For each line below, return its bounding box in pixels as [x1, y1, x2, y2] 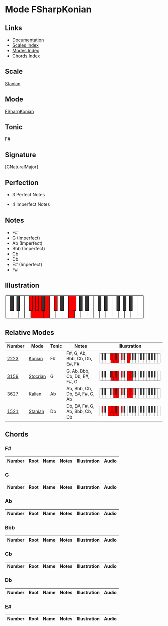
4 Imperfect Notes [12, 201, 50, 207]
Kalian [29, 391, 42, 397]
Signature [5, 150, 36, 159]
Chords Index [12, 53, 40, 59]
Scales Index [12, 42, 39, 48]
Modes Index [12, 48, 39, 53]
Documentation [12, 37, 44, 43]
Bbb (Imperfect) [12, 245, 46, 251]
